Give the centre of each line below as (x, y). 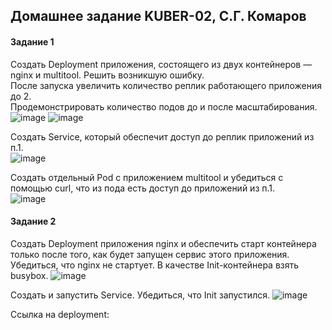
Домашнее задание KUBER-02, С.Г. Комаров (158, 16)
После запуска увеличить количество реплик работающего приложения (166, 85)
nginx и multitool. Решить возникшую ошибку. (107, 75)
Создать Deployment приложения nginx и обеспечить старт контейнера (163, 243)
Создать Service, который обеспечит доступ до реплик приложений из (162, 136)
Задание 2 (33, 221)
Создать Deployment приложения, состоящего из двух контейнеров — (161, 64)
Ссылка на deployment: (60, 314)
